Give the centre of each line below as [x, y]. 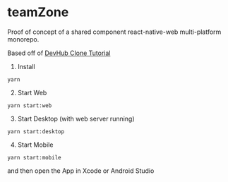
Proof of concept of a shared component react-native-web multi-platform [114, 32]
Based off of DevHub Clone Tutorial [59, 53]
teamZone [38, 12]
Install [26, 66]
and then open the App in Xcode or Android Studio [81, 171]
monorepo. [23, 39]
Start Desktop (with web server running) [76, 119]
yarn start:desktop [36, 131]
